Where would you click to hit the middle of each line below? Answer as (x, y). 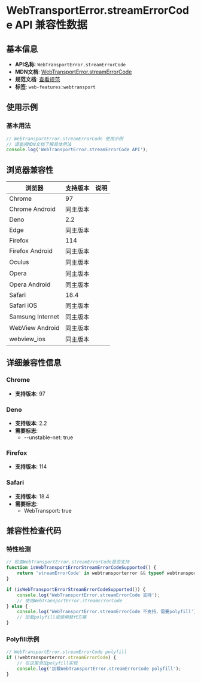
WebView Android (34, 328)
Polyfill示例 (23, 639)
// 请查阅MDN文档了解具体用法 (39, 144)
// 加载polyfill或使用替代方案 (52, 617)
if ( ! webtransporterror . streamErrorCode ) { (61, 658)
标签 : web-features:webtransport (55, 87)
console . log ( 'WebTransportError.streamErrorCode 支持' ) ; (89, 595)
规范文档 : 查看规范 (37, 79)
